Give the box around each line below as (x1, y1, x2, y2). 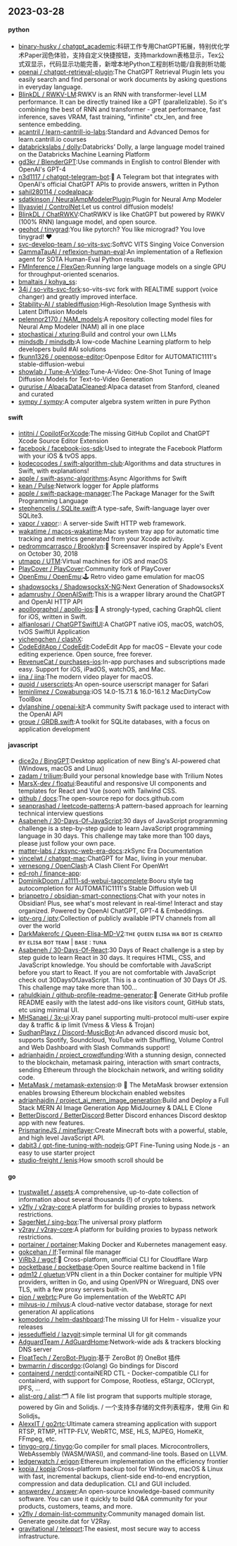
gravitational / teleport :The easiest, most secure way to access (18, 1525, 201, 1533)
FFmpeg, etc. (18, 1435, 57, 1443)
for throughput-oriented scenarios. (18, 269, 120, 278)
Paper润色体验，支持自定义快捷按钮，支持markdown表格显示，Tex (24, 51, 219, 59)
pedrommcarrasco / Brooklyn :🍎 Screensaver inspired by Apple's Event (18, 542, 223, 550)
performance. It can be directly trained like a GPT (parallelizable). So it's (18, 97, 228, 106)
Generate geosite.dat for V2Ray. (18, 1517, 112, 1526)
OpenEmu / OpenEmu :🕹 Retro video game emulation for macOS (18, 572, 205, 580)
